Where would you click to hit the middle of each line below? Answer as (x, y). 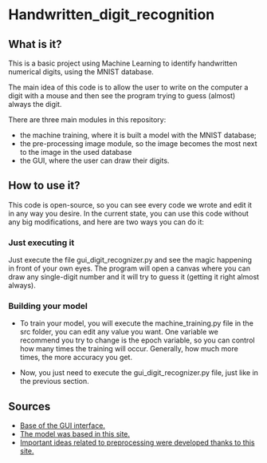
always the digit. (35, 104)
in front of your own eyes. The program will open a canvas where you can (130, 268)
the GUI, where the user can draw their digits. (94, 160)
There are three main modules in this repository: (87, 120)
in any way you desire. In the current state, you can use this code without (129, 213)
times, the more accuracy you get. (76, 358)
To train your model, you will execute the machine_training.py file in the (136, 323)
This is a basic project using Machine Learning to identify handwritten (123, 63)
